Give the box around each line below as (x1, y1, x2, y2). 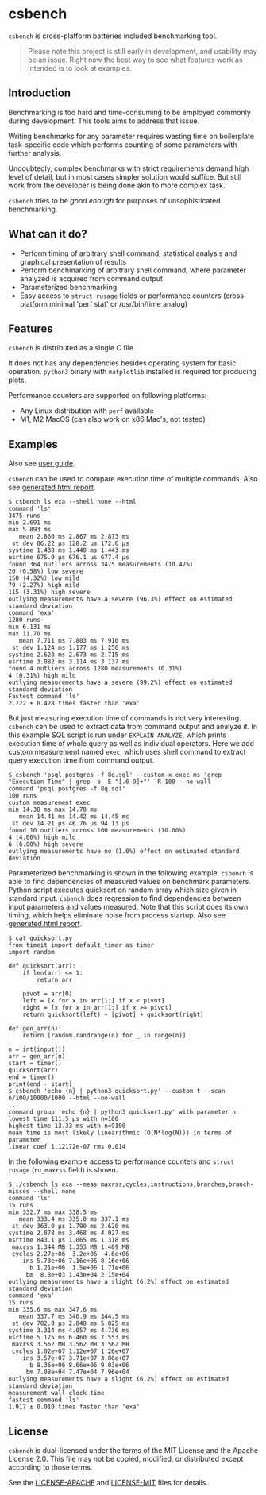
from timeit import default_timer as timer (8, 941, 155, 949)
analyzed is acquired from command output (19, 273, 163, 283)
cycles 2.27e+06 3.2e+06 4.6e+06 (11, 1250, 129, 1258)
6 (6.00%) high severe (8, 840, 83, 848)
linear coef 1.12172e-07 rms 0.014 (8, 1143, 126, 1151)
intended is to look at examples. (27, 63, 133, 72)
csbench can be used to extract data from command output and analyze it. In (8, 722, 258, 732)
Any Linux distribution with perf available (19, 406, 155, 415)
